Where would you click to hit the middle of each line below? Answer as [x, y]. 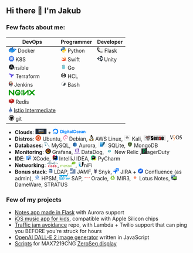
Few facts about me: [36, 28]
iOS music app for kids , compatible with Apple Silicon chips [86, 219]
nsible [22, 67]
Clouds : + [33, 132]
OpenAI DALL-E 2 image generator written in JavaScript [82, 237]
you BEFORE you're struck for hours [58, 231]
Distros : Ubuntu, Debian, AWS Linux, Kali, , [92, 139]
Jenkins [23, 85]
